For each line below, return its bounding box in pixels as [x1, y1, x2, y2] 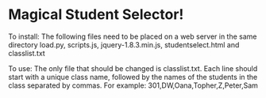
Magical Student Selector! [8, 6, 184, 24]
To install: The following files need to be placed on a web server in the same [8, 32, 257, 41]
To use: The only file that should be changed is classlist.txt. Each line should [8, 63, 258, 73]
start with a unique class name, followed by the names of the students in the [8, 72, 258, 81]
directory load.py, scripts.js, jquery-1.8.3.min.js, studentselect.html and [8, 40, 240, 49]
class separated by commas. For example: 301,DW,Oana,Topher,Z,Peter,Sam [8, 81, 258, 90]
